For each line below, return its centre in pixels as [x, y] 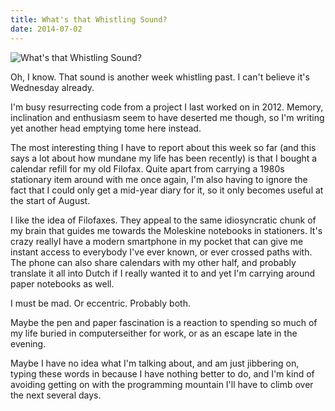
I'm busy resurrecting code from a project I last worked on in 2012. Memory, [167, 107]
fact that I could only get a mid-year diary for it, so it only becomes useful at [167, 190]
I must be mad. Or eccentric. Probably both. [100, 303]
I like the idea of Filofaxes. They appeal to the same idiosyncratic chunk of [163, 220]
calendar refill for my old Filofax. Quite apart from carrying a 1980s [147, 168]
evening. [28, 343]
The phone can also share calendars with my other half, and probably [153, 262]
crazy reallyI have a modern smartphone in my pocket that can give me [157, 241]
